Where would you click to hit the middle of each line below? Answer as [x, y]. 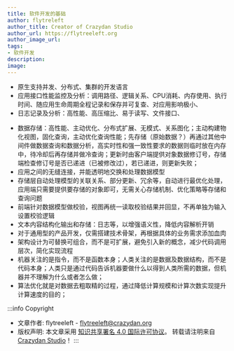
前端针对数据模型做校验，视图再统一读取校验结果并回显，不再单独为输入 [122, 207]
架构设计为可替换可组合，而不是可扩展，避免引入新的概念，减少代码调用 [122, 242]
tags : [15, 46]
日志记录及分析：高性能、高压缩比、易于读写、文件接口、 [100, 113]
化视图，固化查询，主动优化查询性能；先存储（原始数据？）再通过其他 [119, 137]
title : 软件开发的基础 [37, 14]
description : [26, 60]
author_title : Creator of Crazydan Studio [70, 27]
